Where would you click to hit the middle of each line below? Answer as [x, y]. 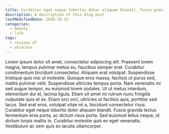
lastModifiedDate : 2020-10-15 [37, 19]
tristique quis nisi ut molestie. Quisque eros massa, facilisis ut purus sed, [80, 78]
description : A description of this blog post [55, 15]
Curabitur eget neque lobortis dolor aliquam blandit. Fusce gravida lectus [81, 110]
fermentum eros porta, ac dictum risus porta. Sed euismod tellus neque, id [82, 115]
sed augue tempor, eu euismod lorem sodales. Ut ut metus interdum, [76, 88]
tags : [11, 38]
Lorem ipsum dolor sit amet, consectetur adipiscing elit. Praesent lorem [79, 61]
